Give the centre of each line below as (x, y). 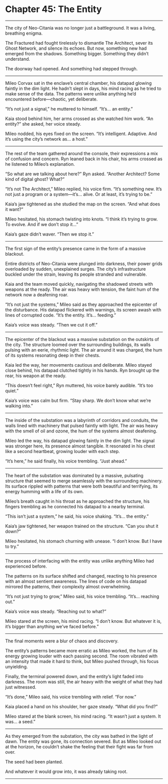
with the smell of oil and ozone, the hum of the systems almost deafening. (81, 431)
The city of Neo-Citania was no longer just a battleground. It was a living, (80, 28)
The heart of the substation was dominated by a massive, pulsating (74, 475)
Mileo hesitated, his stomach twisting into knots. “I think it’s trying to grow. (81, 219)
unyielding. (17, 666)
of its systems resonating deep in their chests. (53, 355)
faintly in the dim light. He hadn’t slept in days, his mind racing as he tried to (83, 88)
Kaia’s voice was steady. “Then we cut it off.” (51, 324)
